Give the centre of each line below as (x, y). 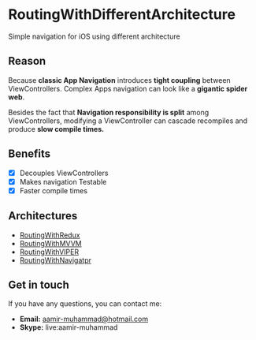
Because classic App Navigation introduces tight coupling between (119, 80)
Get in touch (39, 284)
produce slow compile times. (56, 129)
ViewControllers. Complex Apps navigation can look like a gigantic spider (128, 88)
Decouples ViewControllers (64, 173)
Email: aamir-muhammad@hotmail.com (83, 319)
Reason (27, 61)
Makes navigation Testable (63, 181)
